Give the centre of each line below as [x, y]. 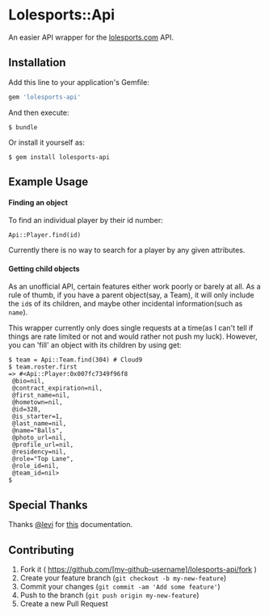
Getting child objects [44, 268]
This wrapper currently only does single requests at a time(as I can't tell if [131, 328]
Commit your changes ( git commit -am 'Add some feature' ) [120, 587]
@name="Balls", [37, 431]
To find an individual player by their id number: [86, 221]
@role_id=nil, [36, 466]
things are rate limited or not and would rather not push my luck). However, [133, 336]
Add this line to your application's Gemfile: [79, 82]
